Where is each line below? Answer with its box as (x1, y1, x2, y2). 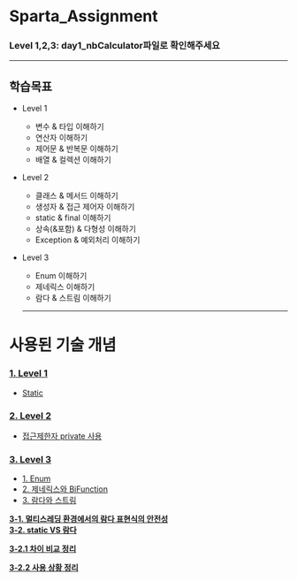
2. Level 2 (9, 409, 51, 422)
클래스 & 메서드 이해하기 (34, 190, 119, 201)
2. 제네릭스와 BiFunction (21, 484, 109, 494)
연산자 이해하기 (34, 133, 88, 143)
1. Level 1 (9, 367, 49, 379)
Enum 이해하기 (34, 271, 88, 281)
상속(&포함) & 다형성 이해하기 (34, 224, 137, 234)
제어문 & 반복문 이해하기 (34, 143, 119, 154)
